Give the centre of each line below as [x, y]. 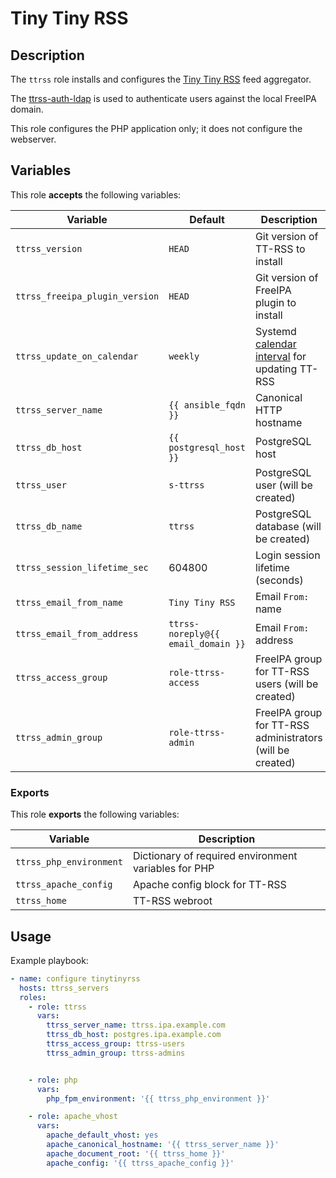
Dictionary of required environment [215, 856]
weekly [184, 356]
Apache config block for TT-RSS [209, 885]
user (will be [283, 485]
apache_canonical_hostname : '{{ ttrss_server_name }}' [163, 1145]
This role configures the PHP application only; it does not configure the [156, 128]
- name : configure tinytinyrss [75, 978]
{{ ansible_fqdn [207, 405]
